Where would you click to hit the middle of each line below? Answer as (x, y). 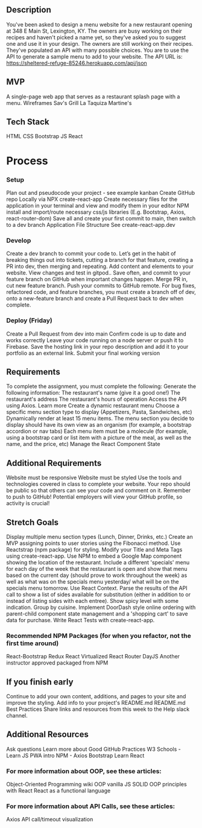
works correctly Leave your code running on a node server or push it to (95, 340)
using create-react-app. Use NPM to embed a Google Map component (94, 556)
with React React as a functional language (58, 791)
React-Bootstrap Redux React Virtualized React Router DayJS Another (93, 657)
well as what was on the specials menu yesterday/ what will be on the (93, 581)
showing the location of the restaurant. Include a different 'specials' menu (98, 562)
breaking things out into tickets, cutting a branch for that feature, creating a (100, 260)
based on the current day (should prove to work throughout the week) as (97, 575)
